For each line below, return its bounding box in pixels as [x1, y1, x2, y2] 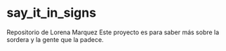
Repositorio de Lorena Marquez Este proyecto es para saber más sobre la [6, 28, 220, 36]
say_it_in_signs [6, 5, 96, 21]
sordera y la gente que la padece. [6, 35, 104, 43]
